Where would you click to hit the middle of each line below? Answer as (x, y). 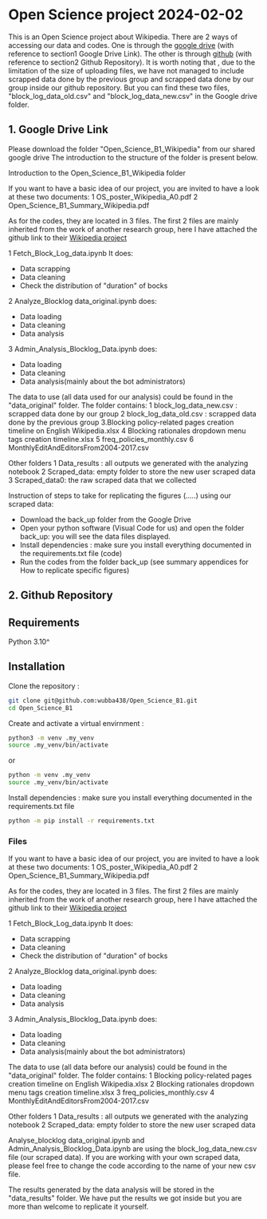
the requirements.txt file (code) (71, 553)
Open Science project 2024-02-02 (126, 15)
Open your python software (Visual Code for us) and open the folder (132, 527)
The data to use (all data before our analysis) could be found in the (118, 1067)
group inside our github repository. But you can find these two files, (119, 87)
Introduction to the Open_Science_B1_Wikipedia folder (97, 172)
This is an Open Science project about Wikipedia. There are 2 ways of (123, 37)
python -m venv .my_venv (49, 775)
